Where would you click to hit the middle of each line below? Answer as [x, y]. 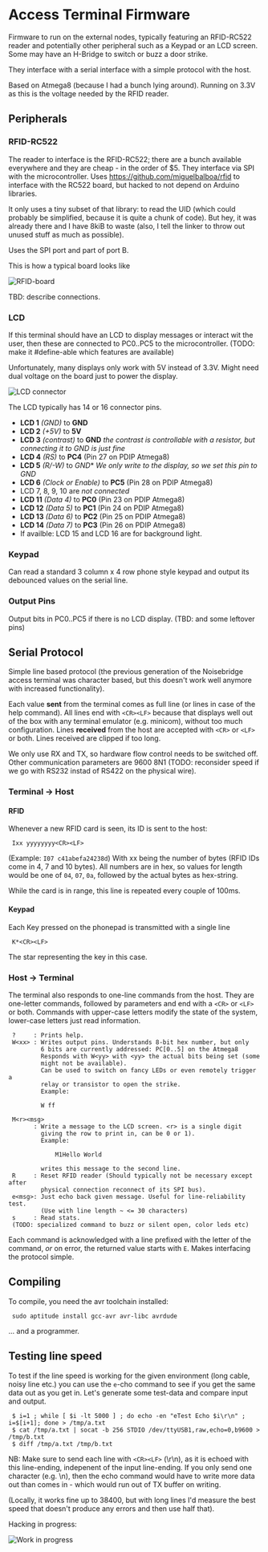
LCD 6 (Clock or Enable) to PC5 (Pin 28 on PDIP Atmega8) [116, 482]
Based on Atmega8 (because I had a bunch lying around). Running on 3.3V [132, 85]
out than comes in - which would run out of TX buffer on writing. [115, 1484]
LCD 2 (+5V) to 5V [51, 431]
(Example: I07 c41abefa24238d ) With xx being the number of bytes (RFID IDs [134, 858]
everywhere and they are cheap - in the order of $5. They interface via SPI [132, 168]
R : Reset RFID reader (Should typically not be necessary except [132, 1176]
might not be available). [84, 1063]
